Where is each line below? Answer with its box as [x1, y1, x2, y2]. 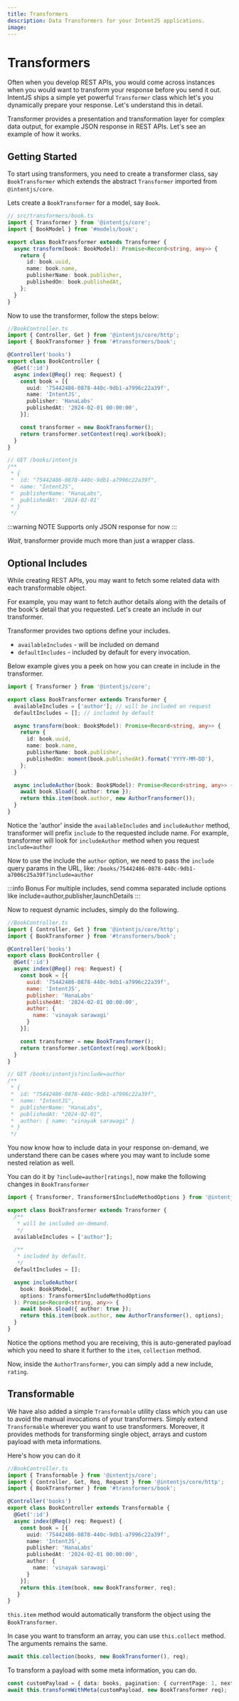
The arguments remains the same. [7, 1640, 108, 1648]
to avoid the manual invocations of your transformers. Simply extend [7, 1415, 208, 1423]
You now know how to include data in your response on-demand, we [7, 1143, 209, 1152]
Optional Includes [7, 557, 87, 569]
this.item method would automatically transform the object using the [7, 1610, 211, 1619]
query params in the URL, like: [7, 863, 96, 872]
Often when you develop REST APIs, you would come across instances [7, 78, 216, 86]
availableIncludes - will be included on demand [17, 641, 159, 649]
